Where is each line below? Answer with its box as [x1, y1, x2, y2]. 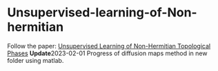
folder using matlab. [7, 56, 64, 64]
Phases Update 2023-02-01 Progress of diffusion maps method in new [7, 49, 208, 57]
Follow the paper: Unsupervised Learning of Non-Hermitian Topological [7, 42, 211, 50]
